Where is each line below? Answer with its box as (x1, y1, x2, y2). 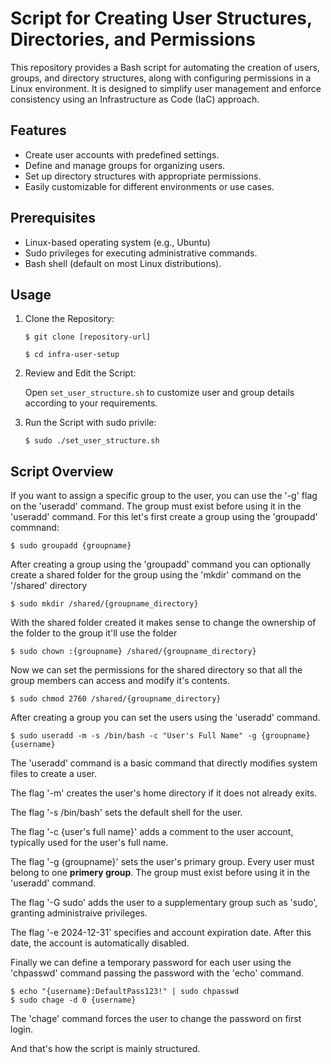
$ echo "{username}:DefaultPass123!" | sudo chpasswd (10, 987, 240, 997)
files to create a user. (10, 768, 98, 780)
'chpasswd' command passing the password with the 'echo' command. (10, 967, 305, 979)
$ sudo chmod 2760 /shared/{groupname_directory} (10, 694, 222, 704)
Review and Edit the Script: (24, 367, 137, 379)
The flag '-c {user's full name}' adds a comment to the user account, (10, 826, 294, 838)
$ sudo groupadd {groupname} (10, 541, 132, 551)
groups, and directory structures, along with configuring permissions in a (10, 72, 312, 84)
